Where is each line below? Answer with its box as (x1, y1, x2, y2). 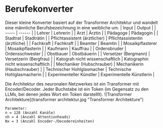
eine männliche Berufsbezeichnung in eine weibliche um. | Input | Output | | (5, 24, 156, 30)
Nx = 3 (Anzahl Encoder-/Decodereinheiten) (5, 119, 95, 124)
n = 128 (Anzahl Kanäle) (5, 110, 55, 115)
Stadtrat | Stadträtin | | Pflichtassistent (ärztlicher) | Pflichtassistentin (5, 35, 143, 41)
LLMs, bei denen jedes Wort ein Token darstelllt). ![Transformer (5, 91, 132, 97)
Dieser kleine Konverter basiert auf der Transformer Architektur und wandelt (5, 20, 158, 25)
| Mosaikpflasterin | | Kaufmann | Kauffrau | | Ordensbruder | (5, 45, 127, 51)
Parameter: (5, 106, 27, 111)
